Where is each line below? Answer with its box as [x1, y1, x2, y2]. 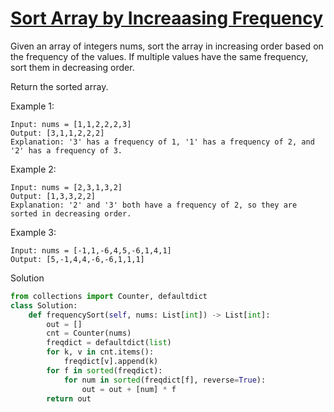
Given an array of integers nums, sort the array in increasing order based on [10, 40, 324, 52]
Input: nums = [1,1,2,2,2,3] [10, 119, 132, 129]
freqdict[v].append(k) [63, 357, 159, 367]
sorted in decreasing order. [10, 208, 132, 219]
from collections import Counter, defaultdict [10, 291, 208, 301]
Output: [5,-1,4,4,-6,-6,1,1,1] [10, 254, 145, 264]
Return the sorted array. [10, 80, 109, 92]
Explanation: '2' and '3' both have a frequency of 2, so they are [10, 200, 298, 210]
